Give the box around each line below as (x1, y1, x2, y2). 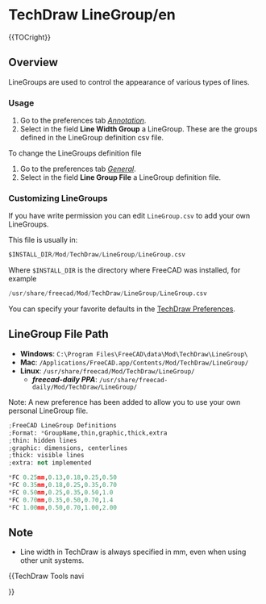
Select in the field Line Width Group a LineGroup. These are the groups (19, 124, 258, 134)
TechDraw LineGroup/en (8, 6, 176, 24)
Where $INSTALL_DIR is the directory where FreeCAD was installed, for (8, 265, 241, 275)
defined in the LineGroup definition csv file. (19, 133, 164, 143)
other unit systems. (19, 556, 85, 565)
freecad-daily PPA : (31, 374, 98, 384)
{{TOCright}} (8, 32, 51, 42)
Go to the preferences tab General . (19, 164, 136, 174)
